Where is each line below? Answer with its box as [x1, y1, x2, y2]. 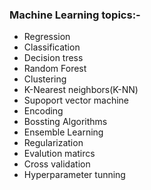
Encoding [23, 105, 64, 117]
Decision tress [23, 52, 84, 64]
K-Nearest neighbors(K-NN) [23, 84, 139, 96]
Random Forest [23, 63, 87, 75]
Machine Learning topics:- [9, 8, 141, 22]
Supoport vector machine [23, 94, 130, 107]
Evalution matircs [23, 148, 96, 160]
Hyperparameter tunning [23, 169, 126, 181]
